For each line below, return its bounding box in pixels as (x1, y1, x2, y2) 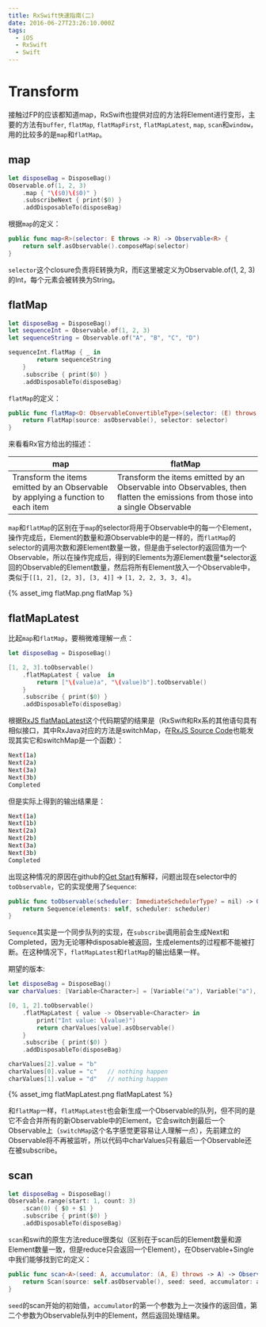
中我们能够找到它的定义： (8, 1254, 92, 1264)
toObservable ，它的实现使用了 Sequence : (8, 881, 137, 891)
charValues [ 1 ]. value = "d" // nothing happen (8, 1075, 169, 1083)
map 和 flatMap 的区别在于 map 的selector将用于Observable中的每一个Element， (8, 523, 256, 532)
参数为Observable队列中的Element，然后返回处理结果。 (21, 1310, 204, 1320)
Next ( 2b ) (8, 834, 37, 842)
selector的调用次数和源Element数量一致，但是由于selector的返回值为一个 (8, 543, 247, 552)
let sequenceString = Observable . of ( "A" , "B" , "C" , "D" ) (8, 334, 200, 342)
